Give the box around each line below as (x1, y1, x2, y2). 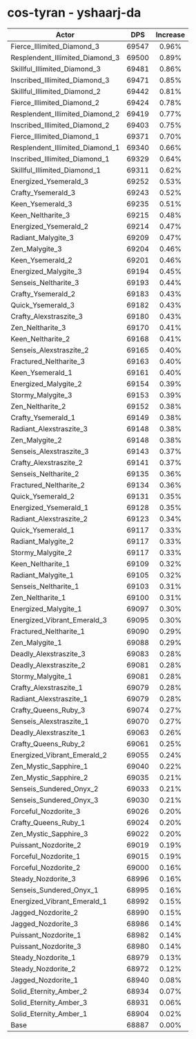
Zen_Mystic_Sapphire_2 (10, 773, 88, 782)
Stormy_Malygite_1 (10, 671, 72, 681)
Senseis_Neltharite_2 (10, 469, 79, 478)
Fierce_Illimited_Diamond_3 (10, 42, 100, 51)
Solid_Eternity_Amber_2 (10, 986, 88, 996)
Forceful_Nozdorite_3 (10, 806, 81, 816)
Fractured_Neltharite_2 (10, 480, 85, 489)
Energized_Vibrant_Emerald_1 (10, 896, 108, 906)
